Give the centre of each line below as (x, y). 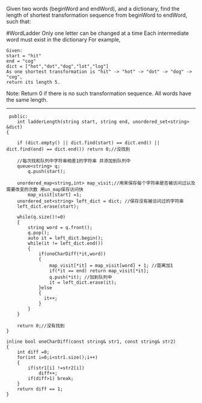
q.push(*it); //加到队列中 (81, 277)
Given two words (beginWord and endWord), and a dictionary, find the (93, 9)
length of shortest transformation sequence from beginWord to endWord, (97, 15)
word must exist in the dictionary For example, (63, 39)
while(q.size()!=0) (41, 217)
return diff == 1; (40, 389)
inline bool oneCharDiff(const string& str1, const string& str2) (91, 342)
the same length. (27, 100)
